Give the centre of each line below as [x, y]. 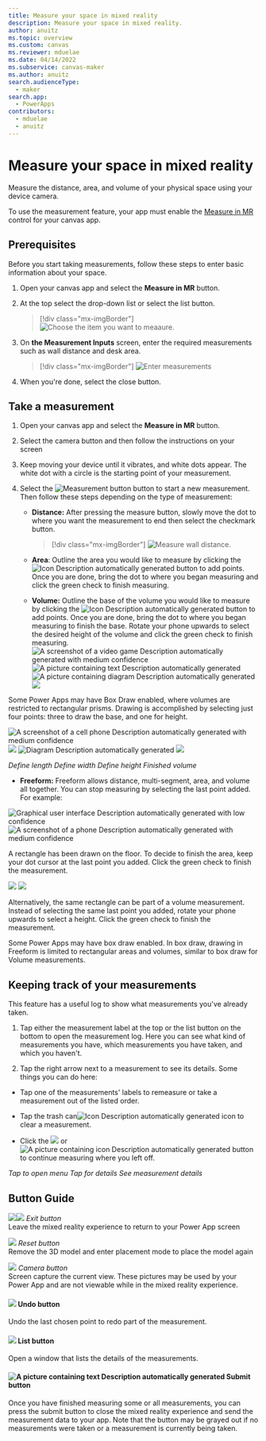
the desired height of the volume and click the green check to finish [142, 634]
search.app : [28, 97]
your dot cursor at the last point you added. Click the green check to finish [130, 862]
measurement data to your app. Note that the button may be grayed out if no [133, 1420]
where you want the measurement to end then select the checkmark [143, 521]
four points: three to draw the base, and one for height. [98, 717]
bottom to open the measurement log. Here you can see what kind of [133, 1036]
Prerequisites [42, 245]
